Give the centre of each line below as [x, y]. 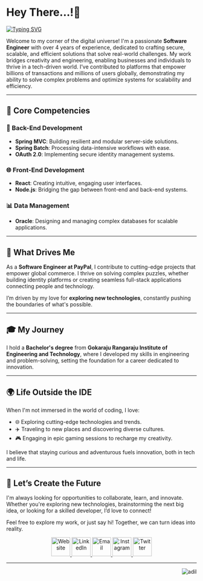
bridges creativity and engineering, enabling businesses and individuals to [99, 60]
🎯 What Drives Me [41, 252]
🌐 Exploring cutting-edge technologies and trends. [78, 421]
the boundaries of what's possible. [49, 304]
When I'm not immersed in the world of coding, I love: [73, 410]
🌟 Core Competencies [48, 111]
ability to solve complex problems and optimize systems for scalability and [99, 79]
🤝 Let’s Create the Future [54, 484]
